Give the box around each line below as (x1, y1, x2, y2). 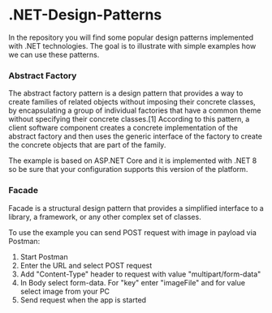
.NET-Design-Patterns (8, 6, 162, 24)
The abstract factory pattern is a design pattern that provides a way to (8, 88, 244, 98)
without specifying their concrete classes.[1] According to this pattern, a (8, 114, 250, 124)
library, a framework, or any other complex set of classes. (8, 212, 201, 221)
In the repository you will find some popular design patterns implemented (8, 32, 254, 42)
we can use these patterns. (8, 49, 100, 59)
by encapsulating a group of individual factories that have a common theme (8, 105, 261, 115)
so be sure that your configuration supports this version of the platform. (8, 165, 248, 174)
